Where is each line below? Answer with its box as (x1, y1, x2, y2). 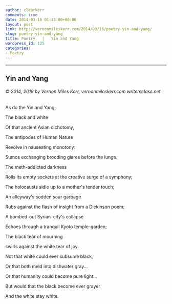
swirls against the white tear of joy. (5, 244, 79, 250)
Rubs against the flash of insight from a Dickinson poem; (5, 204, 125, 210)
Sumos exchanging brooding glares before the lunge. (5, 154, 118, 160)
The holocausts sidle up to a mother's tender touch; (5, 184, 115, 190)
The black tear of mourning (5, 234, 63, 240)
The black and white (5, 114, 49, 120)
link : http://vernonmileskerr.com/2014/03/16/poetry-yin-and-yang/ (5, 27, 153, 32)
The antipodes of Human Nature (5, 134, 73, 140)
